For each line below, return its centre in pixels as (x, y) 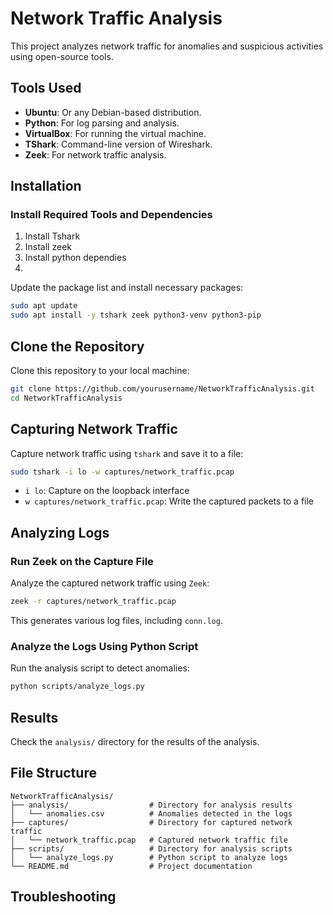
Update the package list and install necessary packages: (127, 288)
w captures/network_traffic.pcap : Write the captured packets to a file (169, 501)
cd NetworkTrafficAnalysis (66, 398)
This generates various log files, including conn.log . (116, 620)
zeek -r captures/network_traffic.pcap (93, 602)
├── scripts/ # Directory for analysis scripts (151, 848)
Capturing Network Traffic (94, 429)
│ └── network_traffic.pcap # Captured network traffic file (149, 840)
